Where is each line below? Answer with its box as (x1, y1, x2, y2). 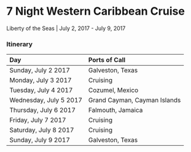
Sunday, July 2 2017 (9, 66, 71, 75)
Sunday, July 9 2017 (9, 136, 71, 145)
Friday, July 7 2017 (9, 116, 66, 124)
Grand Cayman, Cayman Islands (88, 96, 181, 105)
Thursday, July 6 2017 (9, 106, 76, 115)
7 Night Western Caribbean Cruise (6, 4, 185, 18)
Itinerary (6, 40, 33, 48)
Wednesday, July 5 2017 (9, 96, 83, 105)
